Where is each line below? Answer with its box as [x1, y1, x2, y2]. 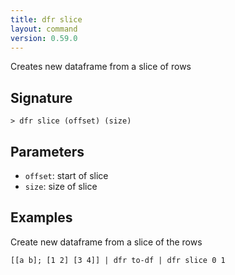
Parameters [10, 143, 85, 160]
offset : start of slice [24, 170, 109, 181]
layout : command [10, 24, 78, 34]
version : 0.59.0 [10, 33, 78, 43]
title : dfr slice [10, 14, 83, 25]
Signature [10, 89, 73, 106]
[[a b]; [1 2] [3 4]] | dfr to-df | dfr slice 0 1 [10, 255, 226, 265]
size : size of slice [24, 181, 98, 192]
